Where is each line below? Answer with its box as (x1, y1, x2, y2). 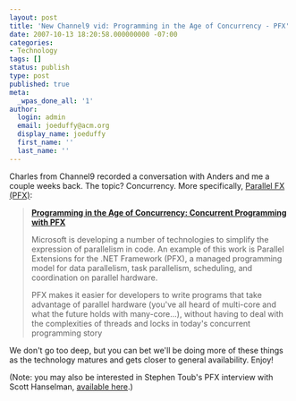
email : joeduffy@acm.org (17, 122, 110, 131)
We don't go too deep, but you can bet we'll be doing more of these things (9, 345, 283, 355)
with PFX (30, 217, 66, 227)
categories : (9, 38, 54, 47)
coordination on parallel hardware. (30, 272, 158, 283)
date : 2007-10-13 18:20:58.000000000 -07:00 (9, 30, 178, 38)
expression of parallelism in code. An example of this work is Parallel (30, 243, 284, 254)
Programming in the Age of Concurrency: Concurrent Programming (30, 207, 287, 218)
